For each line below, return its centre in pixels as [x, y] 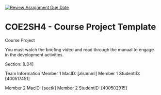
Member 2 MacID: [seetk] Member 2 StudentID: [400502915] [66, 88]
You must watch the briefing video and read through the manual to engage [80, 49]
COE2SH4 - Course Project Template [80, 27]
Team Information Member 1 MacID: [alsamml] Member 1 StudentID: [73, 73]
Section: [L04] [19, 64]
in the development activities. [34, 54]
